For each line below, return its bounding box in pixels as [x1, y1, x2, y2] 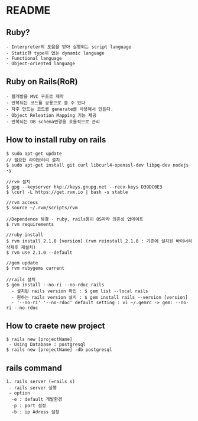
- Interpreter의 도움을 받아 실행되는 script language [6, 44, 132, 50]
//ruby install [6, 232, 44, 238]
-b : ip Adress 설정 [11, 409, 60, 415]
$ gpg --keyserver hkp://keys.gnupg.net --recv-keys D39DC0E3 [6, 184, 163, 190]
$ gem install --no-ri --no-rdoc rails [6, 282, 105, 288]
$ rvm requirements [6, 221, 54, 227]
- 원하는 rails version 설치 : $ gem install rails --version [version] [11, 294, 188, 300]
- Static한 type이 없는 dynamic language [6, 50, 105, 56]
